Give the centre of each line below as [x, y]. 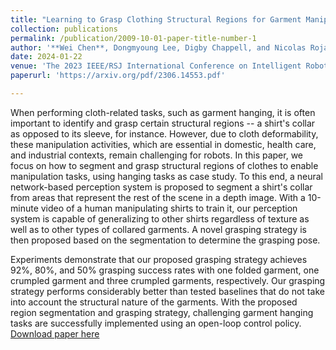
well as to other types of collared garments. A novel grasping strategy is [158, 229]
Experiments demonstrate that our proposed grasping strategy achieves [159, 259]
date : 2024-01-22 [46, 57]
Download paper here [55, 333]
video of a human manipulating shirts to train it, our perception [169, 208]
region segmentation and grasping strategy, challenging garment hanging [162, 312]
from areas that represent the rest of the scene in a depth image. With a [158, 197]
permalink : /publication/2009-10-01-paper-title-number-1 [133, 38]
